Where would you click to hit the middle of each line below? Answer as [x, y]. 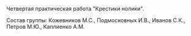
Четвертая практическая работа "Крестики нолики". [75, 9]
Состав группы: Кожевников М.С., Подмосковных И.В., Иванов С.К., [96, 20]
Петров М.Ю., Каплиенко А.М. [46, 27]
